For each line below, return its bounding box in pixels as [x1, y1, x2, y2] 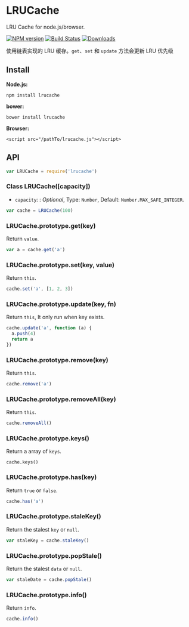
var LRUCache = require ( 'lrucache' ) [6, 168, 97, 174]
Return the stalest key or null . [6, 526, 79, 533]
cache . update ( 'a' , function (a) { [6, 325, 92, 331]
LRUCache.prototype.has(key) [6, 473, 97, 481]
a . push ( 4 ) [11, 331, 36, 337]
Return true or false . [6, 487, 58, 494]
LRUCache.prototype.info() [6, 591, 87, 599]
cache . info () [6, 616, 39, 622]
